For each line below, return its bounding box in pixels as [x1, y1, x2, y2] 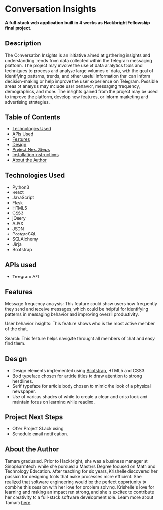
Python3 [12, 184, 29, 190]
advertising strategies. [5, 99, 50, 105]
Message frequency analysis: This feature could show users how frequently [5, 300, 157, 306]
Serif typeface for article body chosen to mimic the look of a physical [12, 383, 151, 389]
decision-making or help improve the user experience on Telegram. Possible [5, 78, 158, 84]
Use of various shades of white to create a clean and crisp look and [12, 393, 148, 399]
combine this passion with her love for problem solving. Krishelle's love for [5, 484, 155, 490]
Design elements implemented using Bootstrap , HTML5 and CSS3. [12, 367, 145, 373]
